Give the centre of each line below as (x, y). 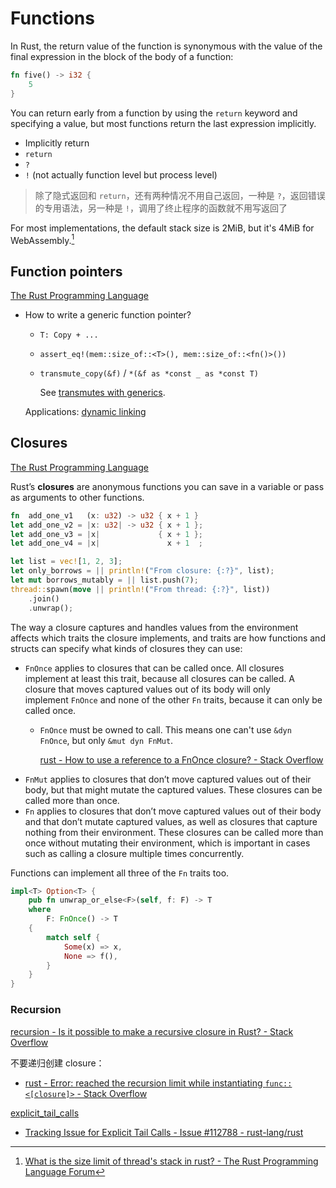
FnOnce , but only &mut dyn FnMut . (106, 740)
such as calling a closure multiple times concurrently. (134, 853)
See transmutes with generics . (102, 393)
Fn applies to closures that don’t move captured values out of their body (173, 811)
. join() (44, 598)
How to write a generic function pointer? (108, 315)
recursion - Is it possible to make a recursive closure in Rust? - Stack (152, 1031)
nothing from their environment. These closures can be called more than (174, 832)
